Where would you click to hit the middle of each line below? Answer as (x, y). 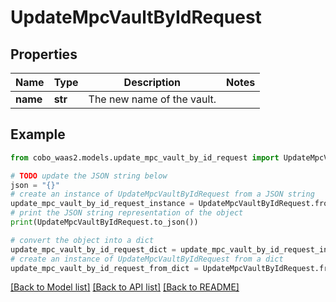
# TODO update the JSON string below (89, 176)
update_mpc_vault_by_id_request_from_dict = (104, 268)
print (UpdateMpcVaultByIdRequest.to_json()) (104, 222)
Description (152, 82)
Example (38, 134)
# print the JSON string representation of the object (127, 213)
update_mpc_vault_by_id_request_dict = (93, 249)
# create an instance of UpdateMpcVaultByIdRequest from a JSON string (162, 194)
